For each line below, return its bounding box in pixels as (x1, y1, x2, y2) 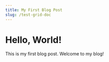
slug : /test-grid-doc (5, 12, 51, 17)
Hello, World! (5, 34, 62, 46)
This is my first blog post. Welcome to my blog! (5, 51, 104, 57)
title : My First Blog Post (5, 7, 63, 13)
